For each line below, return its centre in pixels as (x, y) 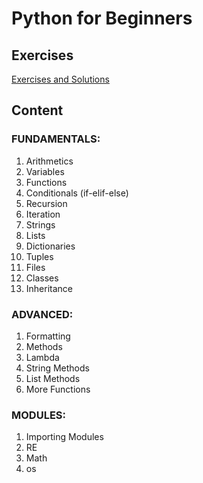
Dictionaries (50, 246)
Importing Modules (64, 437)
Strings (40, 224)
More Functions (58, 389)
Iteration (43, 214)
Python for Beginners (102, 18)
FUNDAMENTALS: (56, 139)
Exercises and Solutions (60, 79)
